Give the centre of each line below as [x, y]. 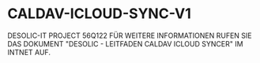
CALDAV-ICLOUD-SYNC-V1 [99, 14]
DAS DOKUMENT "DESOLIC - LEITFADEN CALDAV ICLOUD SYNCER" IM [125, 43]
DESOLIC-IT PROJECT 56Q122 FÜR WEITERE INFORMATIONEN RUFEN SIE [130, 35]
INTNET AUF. [29, 52]
